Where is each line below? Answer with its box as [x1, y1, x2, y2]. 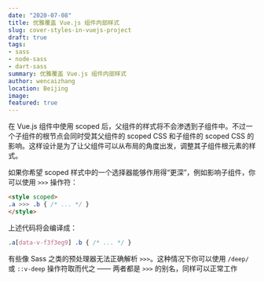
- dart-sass [8, 63, 47, 71]
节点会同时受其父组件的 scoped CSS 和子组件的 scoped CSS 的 [49, 131, 255, 141]
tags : [8, 41, 26, 49]
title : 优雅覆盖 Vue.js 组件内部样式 [8, 19, 120, 27]
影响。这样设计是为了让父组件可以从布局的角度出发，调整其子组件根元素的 [8, 141, 249, 151]
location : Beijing [8, 84, 68, 93]
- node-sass [8, 56, 47, 64]
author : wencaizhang [8, 77, 76, 85]
